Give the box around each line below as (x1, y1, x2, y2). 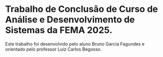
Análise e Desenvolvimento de (5, 14, 135, 25)
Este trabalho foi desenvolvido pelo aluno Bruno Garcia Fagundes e (5, 41, 145, 47)
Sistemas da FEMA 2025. (5, 25, 113, 36)
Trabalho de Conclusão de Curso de (5, 3, 158, 15)
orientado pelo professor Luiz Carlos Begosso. (5, 46, 102, 52)
